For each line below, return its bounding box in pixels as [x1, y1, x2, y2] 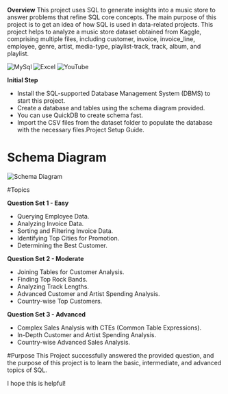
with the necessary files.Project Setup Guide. [16, 126, 145, 134]
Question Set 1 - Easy [7, 199, 69, 207]
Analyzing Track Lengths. [16, 282, 90, 291]
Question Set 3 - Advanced [7, 310, 86, 318]
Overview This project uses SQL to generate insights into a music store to [7, 6, 216, 14]
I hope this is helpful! [7, 379, 66, 387]
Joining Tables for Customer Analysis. [16, 267, 125, 276]
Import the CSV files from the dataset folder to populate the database [16, 119, 213, 126]
